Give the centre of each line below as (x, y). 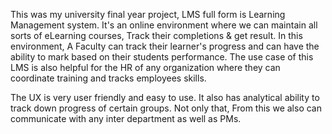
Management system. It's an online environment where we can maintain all (164, 25)
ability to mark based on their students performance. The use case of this (162, 57)
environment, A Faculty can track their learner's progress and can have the (165, 46)
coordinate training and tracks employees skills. (108, 78)
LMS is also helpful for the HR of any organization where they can (145, 67)
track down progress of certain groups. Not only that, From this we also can (166, 108)
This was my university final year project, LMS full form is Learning (148, 14)
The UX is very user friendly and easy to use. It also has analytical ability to (165, 97)
